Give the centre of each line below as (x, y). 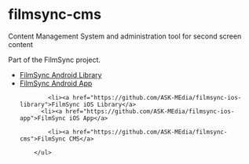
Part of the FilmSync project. (54, 60)
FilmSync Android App (56, 83)
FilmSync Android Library (60, 75)
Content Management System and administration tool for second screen (125, 36)
